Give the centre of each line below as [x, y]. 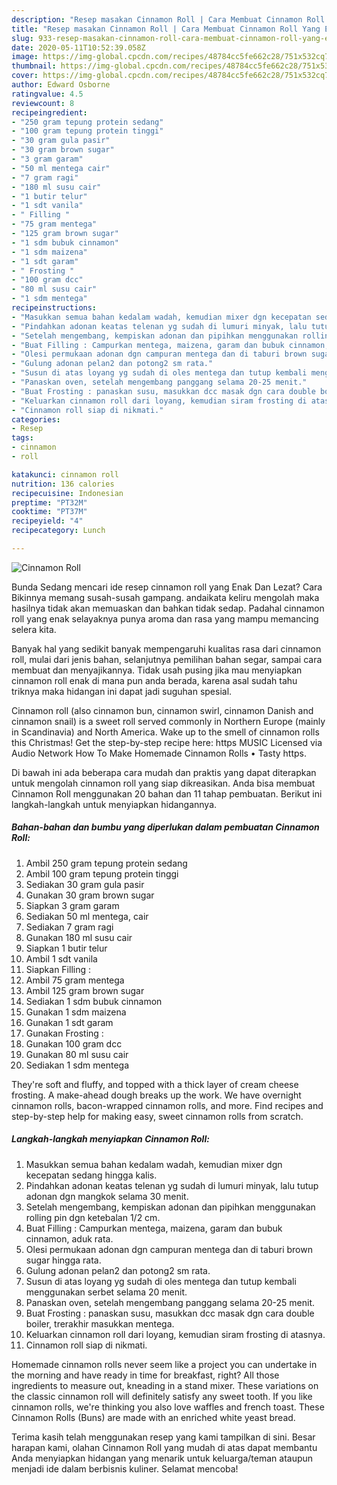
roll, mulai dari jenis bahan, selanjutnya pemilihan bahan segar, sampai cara [167, 659]
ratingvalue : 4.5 [47, 94]
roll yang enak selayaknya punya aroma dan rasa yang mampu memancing [165, 618]
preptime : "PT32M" [49, 502]
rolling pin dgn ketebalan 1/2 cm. [93, 1217]
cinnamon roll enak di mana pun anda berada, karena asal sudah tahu [154, 680]
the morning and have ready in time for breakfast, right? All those [145, 1375]
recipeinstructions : [54, 308]
